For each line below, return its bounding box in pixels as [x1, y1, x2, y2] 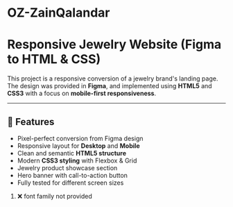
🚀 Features [7, 116, 55, 128]
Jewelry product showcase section [17, 163, 118, 172]
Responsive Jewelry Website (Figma [7, 37, 222, 53]
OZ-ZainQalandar [7, 5, 110, 21]
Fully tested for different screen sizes [17, 179, 124, 187]
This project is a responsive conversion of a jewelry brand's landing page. [7, 74, 218, 83]
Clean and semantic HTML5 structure [17, 149, 127, 157]
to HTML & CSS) [7, 51, 101, 67]
